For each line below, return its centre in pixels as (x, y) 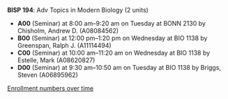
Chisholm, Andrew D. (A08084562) (68, 31)
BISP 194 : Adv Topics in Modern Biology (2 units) (78, 10)
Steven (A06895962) (48, 75)
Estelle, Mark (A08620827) (56, 60)
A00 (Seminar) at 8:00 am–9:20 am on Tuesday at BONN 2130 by (111, 23)
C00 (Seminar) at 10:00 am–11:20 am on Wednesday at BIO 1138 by (114, 53)
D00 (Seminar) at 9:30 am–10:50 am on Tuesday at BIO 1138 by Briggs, (119, 67)
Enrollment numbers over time (51, 88)
